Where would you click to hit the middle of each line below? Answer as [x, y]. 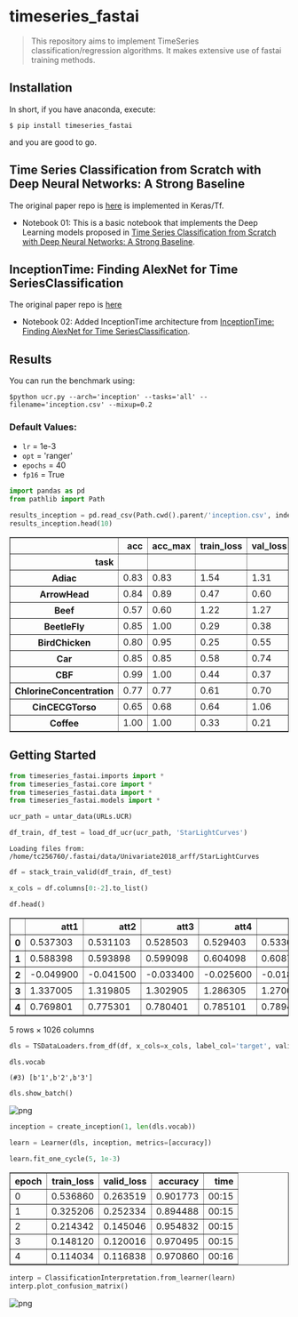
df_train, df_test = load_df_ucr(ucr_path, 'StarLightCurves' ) [129, 833]
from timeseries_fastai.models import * [85, 801]
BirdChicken [64, 642]
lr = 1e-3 [39, 446]
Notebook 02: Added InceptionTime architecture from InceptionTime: [148, 322]
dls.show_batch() [41, 1094]
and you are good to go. [53, 142]
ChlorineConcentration [64, 691]
